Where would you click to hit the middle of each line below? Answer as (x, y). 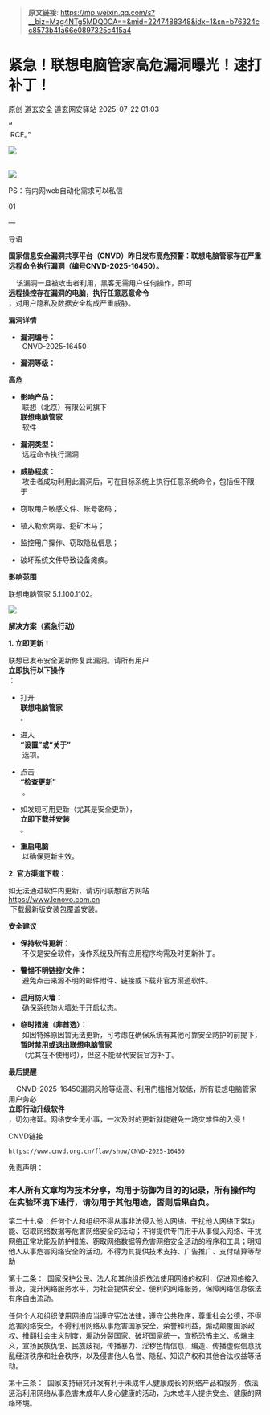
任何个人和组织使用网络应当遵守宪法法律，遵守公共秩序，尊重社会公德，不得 (135, 1316)
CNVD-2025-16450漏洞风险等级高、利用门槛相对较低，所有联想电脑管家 (136, 1089)
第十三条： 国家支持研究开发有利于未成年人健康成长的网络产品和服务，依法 (133, 1383)
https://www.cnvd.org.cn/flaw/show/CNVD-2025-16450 (96, 1151)
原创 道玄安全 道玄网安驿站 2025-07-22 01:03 (84, 109)
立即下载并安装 (45, 818)
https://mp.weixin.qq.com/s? (107, 12)
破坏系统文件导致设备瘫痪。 (66, 560)
